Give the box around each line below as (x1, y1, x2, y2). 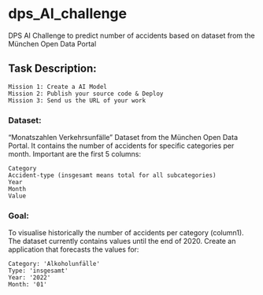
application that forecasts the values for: (8, 245, 139, 254)
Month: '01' (8, 281, 47, 289)
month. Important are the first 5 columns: (8, 149, 142, 159)
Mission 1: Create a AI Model (8, 83, 108, 90)
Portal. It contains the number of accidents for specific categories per (8, 141, 235, 150)
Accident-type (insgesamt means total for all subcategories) (8, 171, 217, 179)
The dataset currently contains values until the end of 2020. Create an (8, 237, 236, 246)
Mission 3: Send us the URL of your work (8, 96, 146, 105)
